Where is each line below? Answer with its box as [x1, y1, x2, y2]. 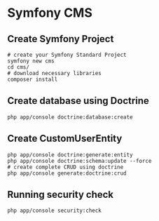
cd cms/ [7, 64, 30, 71]
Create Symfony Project [7, 33, 114, 45]
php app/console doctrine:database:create [7, 114, 133, 121]
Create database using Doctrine [7, 95, 149, 107]
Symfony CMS [7, 5, 93, 21]
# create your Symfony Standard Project [7, 51, 127, 58]
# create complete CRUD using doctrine [7, 163, 124, 170]
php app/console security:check [7, 207, 102, 215]
